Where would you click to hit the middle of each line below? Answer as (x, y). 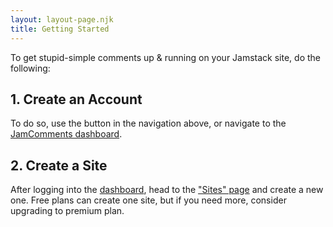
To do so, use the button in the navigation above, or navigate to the (148, 123)
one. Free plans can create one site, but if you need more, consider (148, 200)
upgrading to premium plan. (67, 211)
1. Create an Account (76, 99)
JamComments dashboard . (66, 134)
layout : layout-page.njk (62, 19)
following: (30, 68)
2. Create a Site (59, 165)
